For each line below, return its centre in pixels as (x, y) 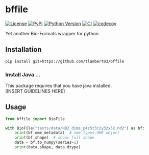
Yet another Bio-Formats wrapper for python (52, 33)
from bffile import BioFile (35, 119)
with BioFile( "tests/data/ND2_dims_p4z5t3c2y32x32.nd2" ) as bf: (75, 128)
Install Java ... (23, 74)
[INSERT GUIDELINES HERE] (35, 91)
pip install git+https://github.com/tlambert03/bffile (65, 61)
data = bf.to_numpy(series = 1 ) (47, 142)
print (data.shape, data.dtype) (48, 147)
